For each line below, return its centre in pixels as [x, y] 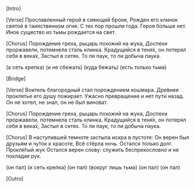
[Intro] [14, 8]
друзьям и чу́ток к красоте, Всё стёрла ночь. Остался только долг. [90, 143]
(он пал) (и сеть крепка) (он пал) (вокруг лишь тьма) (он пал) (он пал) [93, 167]
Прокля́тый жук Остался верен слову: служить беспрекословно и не [93, 150]
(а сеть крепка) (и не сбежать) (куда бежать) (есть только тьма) [86, 67]
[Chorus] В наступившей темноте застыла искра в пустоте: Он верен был [98, 137]
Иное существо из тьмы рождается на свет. [61, 32]
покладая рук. [24, 156]
